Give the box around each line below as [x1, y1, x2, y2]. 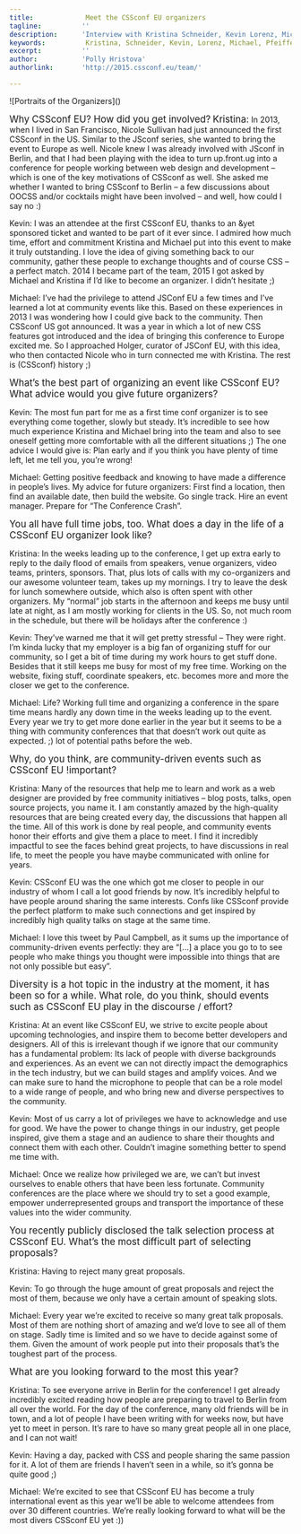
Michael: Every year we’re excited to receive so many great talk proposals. [9, 1310, 284, 1320]
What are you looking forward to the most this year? [9, 1365, 239, 1378]
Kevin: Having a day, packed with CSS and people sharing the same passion [9, 1450, 290, 1460]
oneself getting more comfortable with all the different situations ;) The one [9, 435, 287, 446]
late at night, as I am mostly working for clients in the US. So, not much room [9, 605, 292, 615]
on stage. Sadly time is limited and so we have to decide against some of [9, 1329, 278, 1339]
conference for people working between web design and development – [9, 162, 276, 173]
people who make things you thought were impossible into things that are [9, 951, 280, 962]
